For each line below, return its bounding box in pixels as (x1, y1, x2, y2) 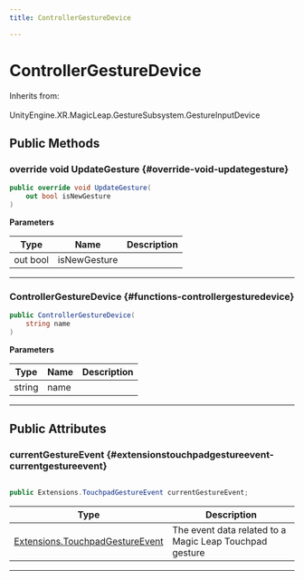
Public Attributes (9, 421, 107, 437)
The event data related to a (171, 524, 287, 536)
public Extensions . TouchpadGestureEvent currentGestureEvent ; (9, 488, 249, 498)
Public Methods (9, 135, 100, 150)
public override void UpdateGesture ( (9, 183, 152, 193)
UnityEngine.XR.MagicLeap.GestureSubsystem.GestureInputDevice (9, 110, 261, 121)
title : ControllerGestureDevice (9, 13, 131, 23)
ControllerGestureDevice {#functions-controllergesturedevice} (9, 290, 295, 303)
